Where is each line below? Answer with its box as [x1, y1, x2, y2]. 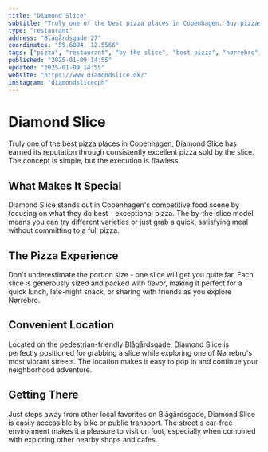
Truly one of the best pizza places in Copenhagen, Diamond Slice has [8, 139, 238, 148]
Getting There [8, 388, 79, 402]
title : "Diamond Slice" [8, 11, 88, 20]
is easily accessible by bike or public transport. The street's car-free [8, 418, 233, 427]
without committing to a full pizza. [8, 226, 120, 235]
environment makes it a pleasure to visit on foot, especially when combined [8, 426, 256, 435]
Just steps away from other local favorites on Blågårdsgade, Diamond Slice [8, 409, 256, 419]
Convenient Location [8, 318, 114, 332]
